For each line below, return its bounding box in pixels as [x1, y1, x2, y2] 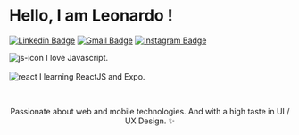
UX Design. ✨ [124, 115, 176, 126]
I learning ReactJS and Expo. [38, 71, 145, 81]
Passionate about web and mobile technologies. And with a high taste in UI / [10, 105, 290, 116]
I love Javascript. [46, 52, 109, 63]
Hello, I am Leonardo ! [9, 5, 174, 26]
